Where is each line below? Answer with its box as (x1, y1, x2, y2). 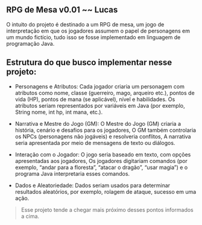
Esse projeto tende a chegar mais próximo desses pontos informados (21, 206, 194, 213)
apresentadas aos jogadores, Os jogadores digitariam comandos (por (14, 157, 188, 164)
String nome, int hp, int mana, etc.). (14, 108, 103, 116)
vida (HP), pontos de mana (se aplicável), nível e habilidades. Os (14, 96, 175, 103)
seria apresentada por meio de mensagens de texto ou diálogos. (14, 139, 175, 146)
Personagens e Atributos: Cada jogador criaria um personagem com (14, 82, 185, 90)
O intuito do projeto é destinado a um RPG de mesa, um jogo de (6, 20, 165, 28)
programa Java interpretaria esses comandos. (14, 170, 130, 177)
